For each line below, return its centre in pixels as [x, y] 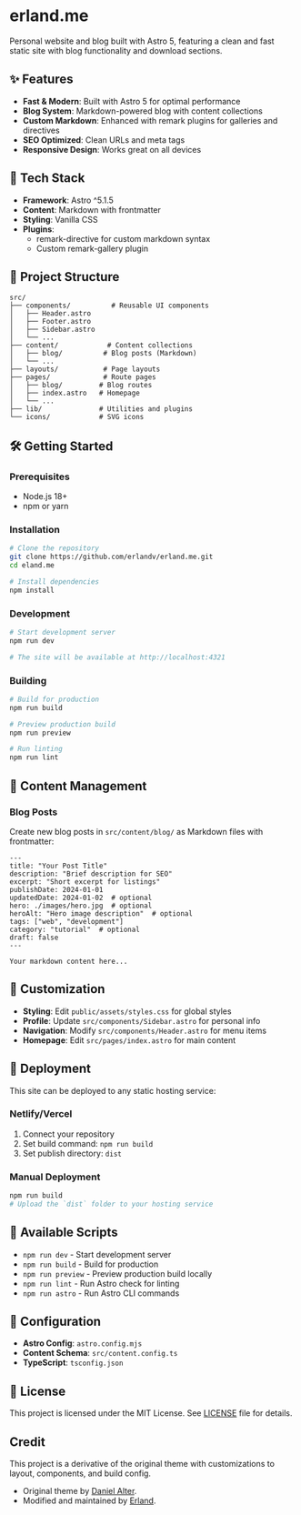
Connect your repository [69, 1134]
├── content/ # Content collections [101, 346]
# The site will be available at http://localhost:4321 [117, 657]
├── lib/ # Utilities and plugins [101, 409]
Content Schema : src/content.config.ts [100, 1353]
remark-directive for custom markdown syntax [123, 238]
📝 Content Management [78, 786]
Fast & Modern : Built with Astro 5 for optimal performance [131, 101]
